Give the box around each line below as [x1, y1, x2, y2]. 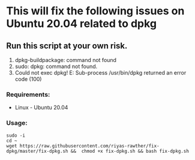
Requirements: [6, 90, 50, 99]
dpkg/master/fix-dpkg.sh [6, 148, 68, 154]
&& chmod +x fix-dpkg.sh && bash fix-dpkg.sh [70, 148, 189, 154]
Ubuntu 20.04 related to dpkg [6, 17, 157, 30]
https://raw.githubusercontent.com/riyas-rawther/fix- [19, 143, 160, 149]
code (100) [14, 76, 42, 82]
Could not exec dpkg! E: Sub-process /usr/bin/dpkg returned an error [14, 69, 187, 76]
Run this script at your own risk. [6, 41, 128, 51]
